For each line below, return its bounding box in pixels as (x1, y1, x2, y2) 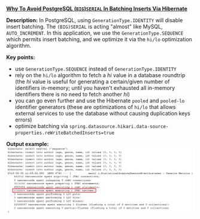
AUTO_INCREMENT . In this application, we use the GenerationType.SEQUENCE (6, 29, 184, 36)
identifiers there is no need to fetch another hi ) (14, 91, 130, 98)
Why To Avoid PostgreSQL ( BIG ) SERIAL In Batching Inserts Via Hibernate (6, 5, 187, 12)
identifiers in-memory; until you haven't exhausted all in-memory (14, 84, 175, 92)
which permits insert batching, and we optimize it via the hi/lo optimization (6, 36, 193, 42)
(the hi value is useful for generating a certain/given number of (14, 78, 170, 85)
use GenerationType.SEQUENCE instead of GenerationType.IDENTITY (14, 65, 177, 72)
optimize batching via (14, 123, 68, 129)
